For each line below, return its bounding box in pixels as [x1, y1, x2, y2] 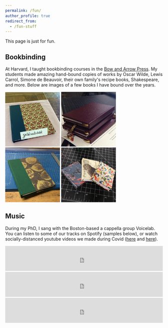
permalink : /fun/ [5, 8, 41, 13]
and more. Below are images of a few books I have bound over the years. [5, 82, 156, 88]
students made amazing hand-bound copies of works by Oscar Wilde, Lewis [5, 71, 163, 77]
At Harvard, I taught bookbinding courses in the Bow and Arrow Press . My [5, 66, 157, 72]
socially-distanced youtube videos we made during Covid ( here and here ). [5, 235, 158, 242]
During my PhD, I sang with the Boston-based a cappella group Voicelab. [5, 225, 155, 231]
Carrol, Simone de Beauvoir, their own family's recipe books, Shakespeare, [5, 76, 159, 82]
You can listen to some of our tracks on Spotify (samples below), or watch [5, 230, 158, 236]
